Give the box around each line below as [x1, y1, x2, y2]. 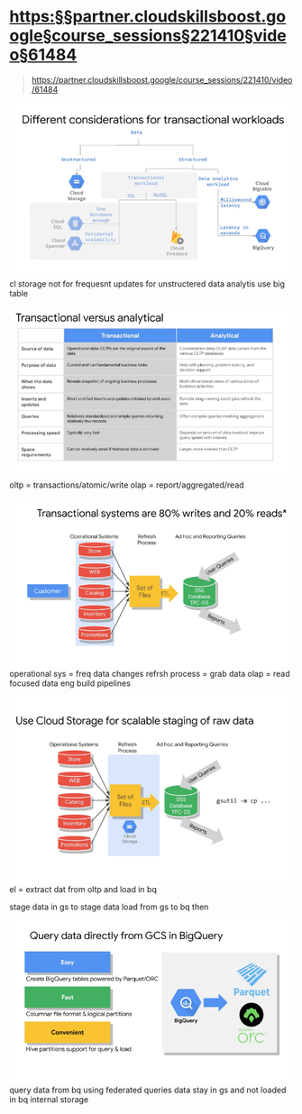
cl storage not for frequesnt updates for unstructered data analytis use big [9, 278, 286, 289]
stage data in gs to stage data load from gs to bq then [9, 901, 209, 912]
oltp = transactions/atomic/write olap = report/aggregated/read [9, 479, 245, 490]
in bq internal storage [9, 1093, 89, 1105]
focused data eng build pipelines [9, 678, 131, 689]
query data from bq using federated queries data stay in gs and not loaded [9, 1084, 287, 1095]
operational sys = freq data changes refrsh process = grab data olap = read [9, 669, 290, 680]
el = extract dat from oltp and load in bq [9, 883, 158, 894]
